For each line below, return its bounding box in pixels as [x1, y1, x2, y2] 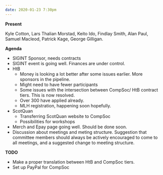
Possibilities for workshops [19, 118, 76, 124]
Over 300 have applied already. [19, 97, 84, 103]
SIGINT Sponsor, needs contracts [12, 55, 81, 61]
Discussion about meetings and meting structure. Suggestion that [12, 129, 147, 135]
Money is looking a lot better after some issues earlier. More [19, 71, 143, 77]
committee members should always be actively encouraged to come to [12, 134, 158, 140]
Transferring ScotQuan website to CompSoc [19, 113, 111, 119]
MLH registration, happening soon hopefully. [19, 102, 111, 108]
